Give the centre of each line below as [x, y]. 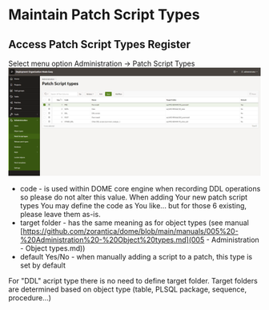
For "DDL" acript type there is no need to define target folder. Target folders [133, 280]
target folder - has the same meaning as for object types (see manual [134, 223]
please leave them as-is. [60, 214]
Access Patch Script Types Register [99, 44]
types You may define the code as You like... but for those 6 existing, [133, 205]
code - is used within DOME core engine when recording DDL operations [140, 188]
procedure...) [30, 297]
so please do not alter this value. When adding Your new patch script [134, 197]
